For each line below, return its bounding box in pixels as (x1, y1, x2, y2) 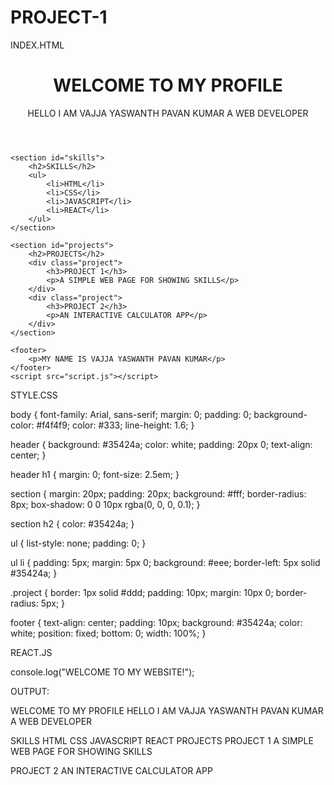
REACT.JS (10, 646, 53, 658)
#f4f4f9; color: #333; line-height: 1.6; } (36, 419, 195, 431)
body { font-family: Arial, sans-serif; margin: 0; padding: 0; (10, 408, 252, 420)
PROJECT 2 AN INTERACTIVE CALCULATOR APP (10, 764, 213, 776)
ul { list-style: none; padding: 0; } (10, 537, 147, 549)
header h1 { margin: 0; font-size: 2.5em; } (10, 468, 180, 480)
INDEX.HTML (10, 39, 65, 51)
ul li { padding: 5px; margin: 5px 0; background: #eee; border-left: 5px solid (10, 556, 321, 568)
